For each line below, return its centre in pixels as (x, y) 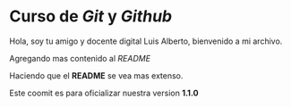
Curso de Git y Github (91, 16)
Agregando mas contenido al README (80, 58)
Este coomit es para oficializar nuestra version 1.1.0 (104, 93)
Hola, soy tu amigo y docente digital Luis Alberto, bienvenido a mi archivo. (146, 41)
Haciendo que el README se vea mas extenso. (96, 75)
